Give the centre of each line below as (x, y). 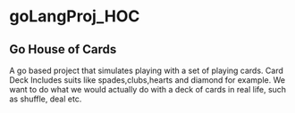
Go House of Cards (63, 49)
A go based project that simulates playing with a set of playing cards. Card (146, 70)
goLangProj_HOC (75, 16)
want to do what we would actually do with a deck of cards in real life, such (148, 89)
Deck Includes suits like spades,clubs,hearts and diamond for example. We (147, 80)
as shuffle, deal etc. (46, 99)
